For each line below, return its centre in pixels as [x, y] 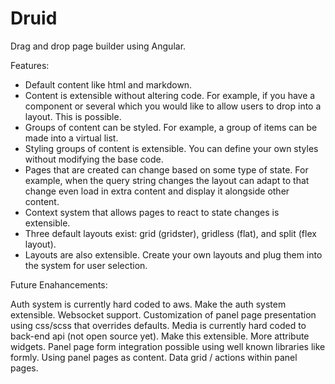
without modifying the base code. [94, 159]
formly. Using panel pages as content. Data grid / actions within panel [154, 357]
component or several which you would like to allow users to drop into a [173, 106]
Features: [30, 65]
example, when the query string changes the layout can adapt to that [167, 180]
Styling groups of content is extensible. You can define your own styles [171, 148]
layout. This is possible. [73, 116]
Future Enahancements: [59, 284]
